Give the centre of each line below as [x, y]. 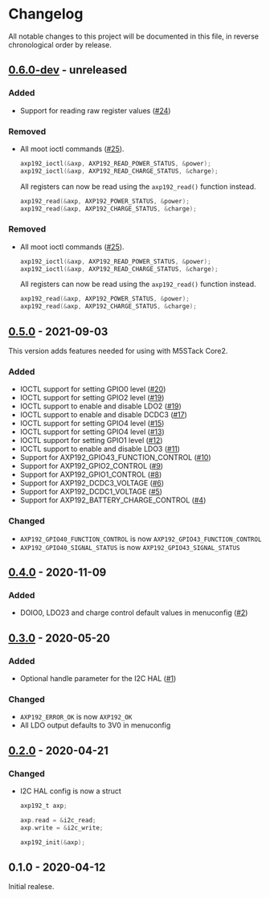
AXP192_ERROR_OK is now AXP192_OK [76, 717]
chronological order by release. [60, 44]
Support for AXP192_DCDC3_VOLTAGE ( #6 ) [92, 483]
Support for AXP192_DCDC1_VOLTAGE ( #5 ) [91, 492]
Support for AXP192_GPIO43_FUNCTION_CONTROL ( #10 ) [115, 457]
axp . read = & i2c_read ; [58, 820]
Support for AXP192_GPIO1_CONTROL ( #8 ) [91, 474]
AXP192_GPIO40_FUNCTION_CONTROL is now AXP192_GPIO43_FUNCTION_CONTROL [141, 539]
